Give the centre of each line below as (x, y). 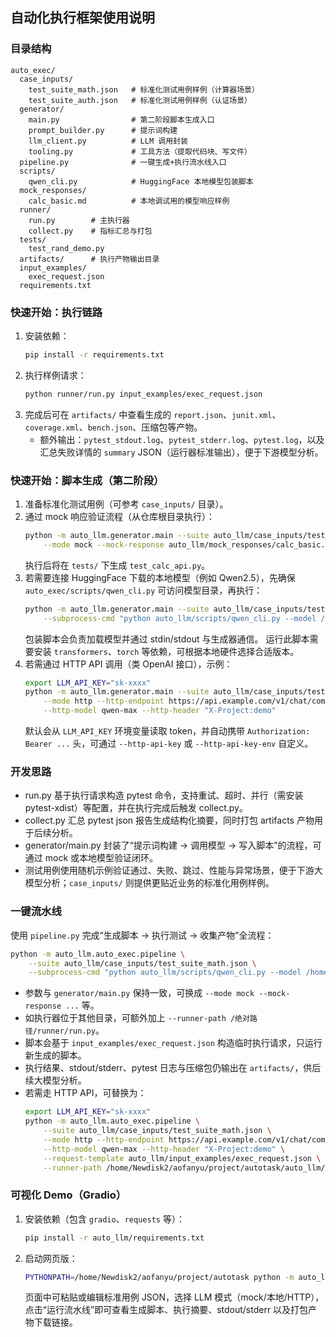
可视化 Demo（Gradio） (68, 1195)
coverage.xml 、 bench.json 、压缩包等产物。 (113, 427)
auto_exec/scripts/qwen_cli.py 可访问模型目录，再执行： (143, 590)
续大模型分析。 (55, 1080)
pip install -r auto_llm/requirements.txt (114, 1238)
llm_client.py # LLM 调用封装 (108, 141)
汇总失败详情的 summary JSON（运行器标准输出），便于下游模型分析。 (181, 452)
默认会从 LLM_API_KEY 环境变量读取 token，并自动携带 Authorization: (167, 731)
